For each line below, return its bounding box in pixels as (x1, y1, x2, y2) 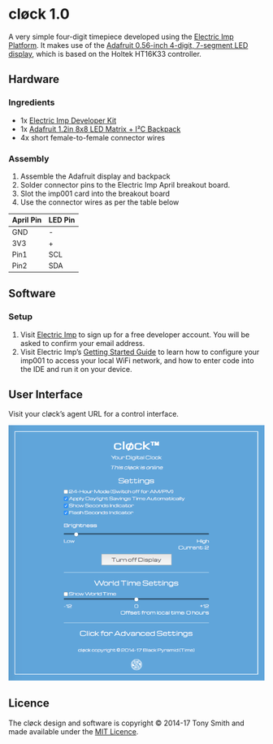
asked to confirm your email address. (19, 338, 145, 348)
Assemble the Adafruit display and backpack (19, 171, 171, 181)
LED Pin (48, 215, 76, 225)
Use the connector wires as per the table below (19, 197, 180, 207)
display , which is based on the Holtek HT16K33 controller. (8, 49, 201, 58)
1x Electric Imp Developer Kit (19, 115, 116, 125)
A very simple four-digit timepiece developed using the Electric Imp (8, 32, 234, 41)
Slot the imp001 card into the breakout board (19, 188, 171, 198)
